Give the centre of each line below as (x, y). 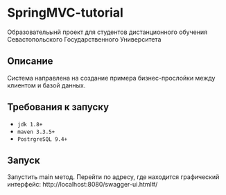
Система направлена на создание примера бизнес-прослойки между (111, 78)
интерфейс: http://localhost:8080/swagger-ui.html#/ (82, 185)
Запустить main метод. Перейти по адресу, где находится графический (113, 177)
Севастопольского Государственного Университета (84, 39)
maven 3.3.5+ (36, 132)
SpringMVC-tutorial (65, 13)
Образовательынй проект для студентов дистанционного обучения (107, 32)
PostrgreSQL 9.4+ (42, 139)
